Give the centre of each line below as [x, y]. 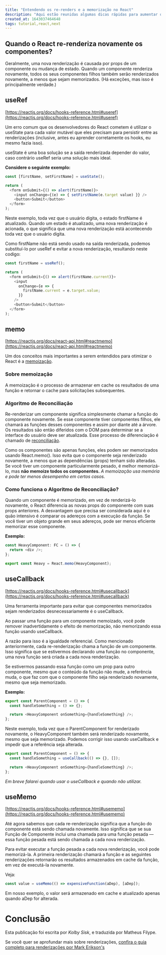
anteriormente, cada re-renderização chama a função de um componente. [81, 646]
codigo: [13, 254]
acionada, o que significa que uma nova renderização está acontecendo [79, 229]
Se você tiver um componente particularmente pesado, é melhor [71, 466]
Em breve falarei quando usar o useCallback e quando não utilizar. [73, 781]
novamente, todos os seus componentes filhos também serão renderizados [82, 74]
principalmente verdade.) [31, 84]
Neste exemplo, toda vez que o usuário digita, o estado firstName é [74, 218]
